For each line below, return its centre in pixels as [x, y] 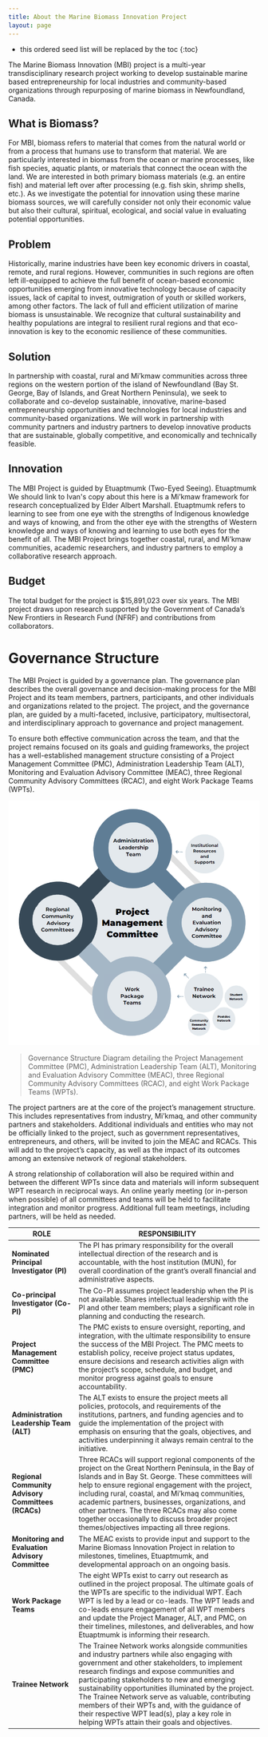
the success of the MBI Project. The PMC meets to [161, 1344]
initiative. [93, 1449]
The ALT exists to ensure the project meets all [154, 1397]
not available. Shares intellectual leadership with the [164, 1299]
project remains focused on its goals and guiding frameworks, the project [129, 746]
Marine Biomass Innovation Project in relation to [157, 1547]
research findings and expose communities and [156, 1671]
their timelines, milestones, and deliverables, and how [166, 1626]
